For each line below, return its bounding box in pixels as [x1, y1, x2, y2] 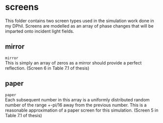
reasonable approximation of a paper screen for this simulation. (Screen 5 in [5, 107, 159, 113]
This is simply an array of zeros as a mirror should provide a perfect [5, 60, 142, 65]
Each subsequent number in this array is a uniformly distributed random [5, 96, 150, 102]
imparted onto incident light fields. [5, 28, 74, 34]
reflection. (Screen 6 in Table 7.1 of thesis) [5, 65, 90, 71]
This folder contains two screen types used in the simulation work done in [5, 18, 154, 24]
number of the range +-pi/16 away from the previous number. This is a [5, 102, 147, 108]
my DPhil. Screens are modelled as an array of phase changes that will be [5, 23, 154, 29]
